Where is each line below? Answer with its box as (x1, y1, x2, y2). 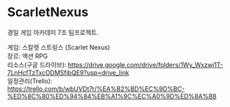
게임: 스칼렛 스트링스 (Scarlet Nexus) (7, 43, 111, 51)
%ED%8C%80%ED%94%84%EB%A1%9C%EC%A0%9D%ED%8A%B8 (7, 92, 217, 100)
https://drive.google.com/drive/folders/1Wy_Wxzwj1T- (67, 60, 223, 69)
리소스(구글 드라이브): (7, 60, 67, 69)
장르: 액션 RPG (7, 52, 48, 60)
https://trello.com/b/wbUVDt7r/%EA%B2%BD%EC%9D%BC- (7, 85, 185, 93)
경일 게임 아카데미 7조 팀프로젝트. (7, 28, 100, 36)
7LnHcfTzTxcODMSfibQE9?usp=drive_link (7, 68, 130, 77)
